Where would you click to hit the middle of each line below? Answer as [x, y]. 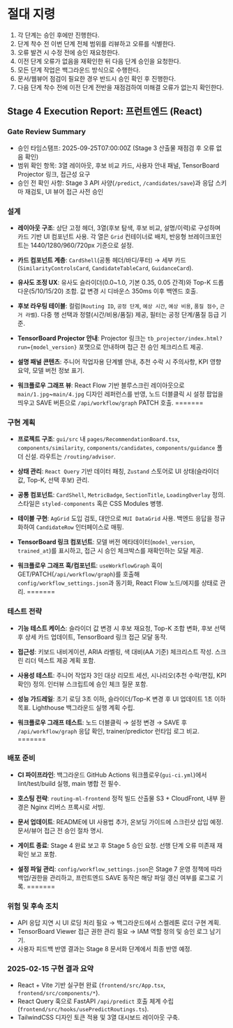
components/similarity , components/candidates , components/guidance [116, 448]
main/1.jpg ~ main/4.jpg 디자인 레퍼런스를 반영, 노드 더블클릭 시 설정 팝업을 [120, 394]
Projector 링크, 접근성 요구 [54, 174]
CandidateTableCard [120, 268]
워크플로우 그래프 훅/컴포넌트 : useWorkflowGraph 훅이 [90, 565]
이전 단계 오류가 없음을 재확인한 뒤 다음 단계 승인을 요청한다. [99, 61]
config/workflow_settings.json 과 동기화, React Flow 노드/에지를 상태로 [118, 583]
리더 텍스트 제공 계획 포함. [60, 660]
